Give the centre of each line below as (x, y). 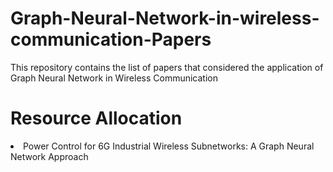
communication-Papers (111, 39)
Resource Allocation (96, 118)
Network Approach (49, 156)
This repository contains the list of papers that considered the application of (167, 67)
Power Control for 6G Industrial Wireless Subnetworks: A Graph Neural (169, 146)
